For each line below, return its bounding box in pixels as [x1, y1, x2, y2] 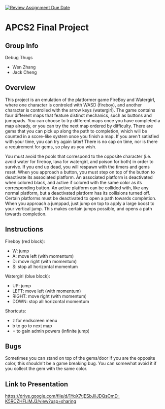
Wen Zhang [12, 64, 36, 70]
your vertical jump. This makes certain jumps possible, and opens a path [5, 205, 152, 211]
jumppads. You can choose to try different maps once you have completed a [5, 117, 161, 123]
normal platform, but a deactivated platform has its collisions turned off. [5, 190, 150, 196]
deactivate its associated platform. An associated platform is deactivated [5, 174, 153, 180]
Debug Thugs [5, 55, 33, 60]
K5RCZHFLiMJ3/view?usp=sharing [5, 398, 76, 404]
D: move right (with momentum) [12, 258, 77, 264]
